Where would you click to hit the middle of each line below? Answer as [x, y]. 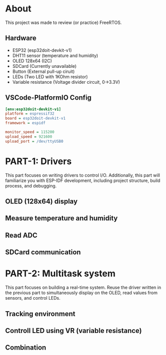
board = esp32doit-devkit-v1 [35, 118]
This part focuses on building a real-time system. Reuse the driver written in [83, 288]
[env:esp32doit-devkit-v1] [33, 109]
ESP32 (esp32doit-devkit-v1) [42, 50]
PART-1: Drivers [38, 161]
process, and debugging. [31, 185]
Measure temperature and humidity [62, 218]
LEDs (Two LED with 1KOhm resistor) [50, 77]
